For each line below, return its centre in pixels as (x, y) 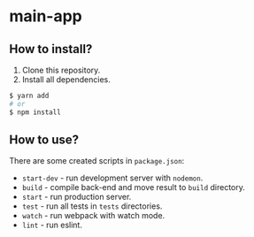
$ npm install (35, 112)
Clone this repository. (61, 70)
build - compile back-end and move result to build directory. (134, 187)
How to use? (44, 140)
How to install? (51, 49)
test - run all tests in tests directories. (92, 206)
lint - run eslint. (52, 225)
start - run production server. (77, 197)
